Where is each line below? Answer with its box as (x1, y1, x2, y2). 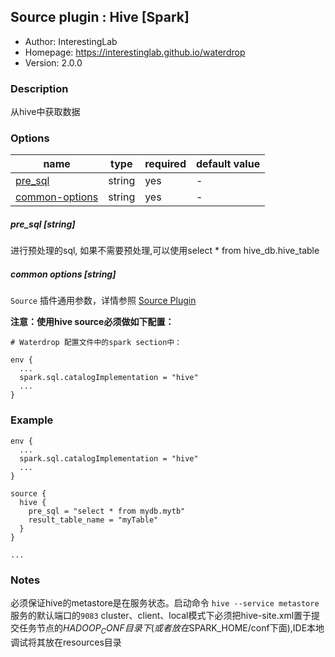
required (144, 157, 187, 171)
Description (10, 81, 69, 95)
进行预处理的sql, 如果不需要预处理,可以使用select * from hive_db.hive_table (10, 245, 320, 257)
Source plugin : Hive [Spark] (10, 9, 190, 26)
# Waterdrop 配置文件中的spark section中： (10, 338, 183, 348)
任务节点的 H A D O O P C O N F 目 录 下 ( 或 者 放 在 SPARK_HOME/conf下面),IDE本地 (18, 621, 325, 636)
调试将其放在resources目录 (10, 636, 122, 648)
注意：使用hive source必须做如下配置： (10, 316, 175, 328)
